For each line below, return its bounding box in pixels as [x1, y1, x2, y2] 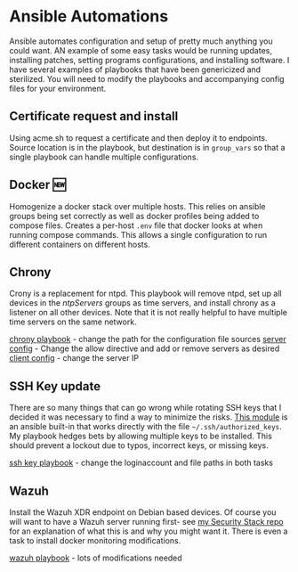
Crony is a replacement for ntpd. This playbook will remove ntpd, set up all [9, 288, 282, 299]
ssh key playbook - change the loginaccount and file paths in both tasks [9, 457, 274, 469]
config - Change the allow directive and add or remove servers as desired [9, 343, 280, 354]
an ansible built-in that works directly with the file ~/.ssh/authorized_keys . [9, 421, 282, 432]
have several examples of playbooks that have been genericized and [9, 64, 261, 75]
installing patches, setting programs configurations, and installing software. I [9, 54, 290, 65]
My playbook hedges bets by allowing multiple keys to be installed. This [9, 430, 273, 442]
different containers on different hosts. [9, 239, 151, 249]
